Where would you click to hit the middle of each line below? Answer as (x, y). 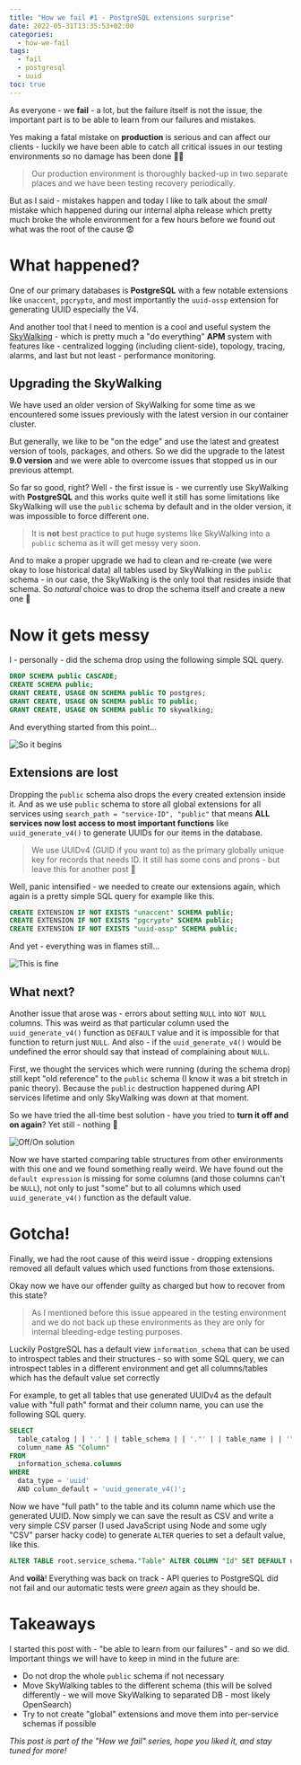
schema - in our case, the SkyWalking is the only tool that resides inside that (150, 579)
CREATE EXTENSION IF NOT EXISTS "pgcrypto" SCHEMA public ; (122, 921)
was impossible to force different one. (79, 516)
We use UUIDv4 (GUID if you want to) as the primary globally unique (158, 850)
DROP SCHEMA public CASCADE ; (64, 676)
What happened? (75, 265)
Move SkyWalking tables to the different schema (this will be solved (147, 1685)
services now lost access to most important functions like (119, 823)
